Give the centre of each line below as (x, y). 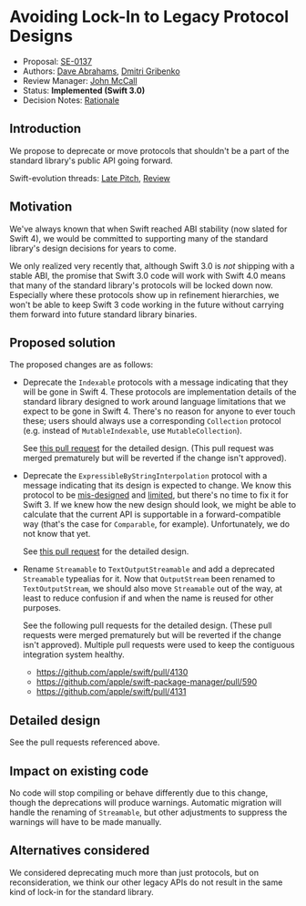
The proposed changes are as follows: (82, 365)
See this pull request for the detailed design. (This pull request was (148, 448)
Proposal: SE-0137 (57, 61)
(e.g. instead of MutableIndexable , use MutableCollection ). (133, 431)
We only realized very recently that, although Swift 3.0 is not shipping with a (152, 265)
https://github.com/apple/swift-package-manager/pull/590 (147, 682)
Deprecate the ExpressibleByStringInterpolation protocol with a (145, 476)
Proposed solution (62, 342)
